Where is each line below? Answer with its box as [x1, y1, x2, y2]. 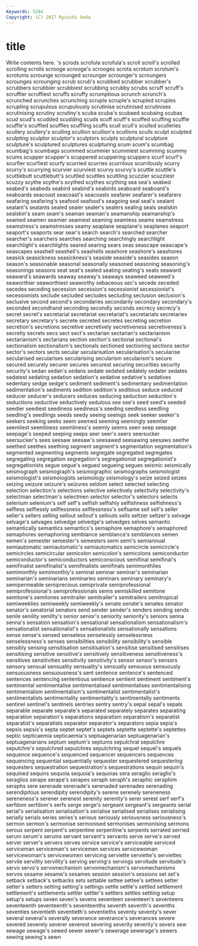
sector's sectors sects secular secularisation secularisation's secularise [6, 349, 181, 356]
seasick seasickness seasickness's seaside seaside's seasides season [6, 254, 179, 261]
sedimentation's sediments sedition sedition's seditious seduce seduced [6, 386, 183, 394]
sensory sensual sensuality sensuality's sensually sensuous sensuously [6, 663, 181, 670]
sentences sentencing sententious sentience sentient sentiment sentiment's [6, 675, 191, 683]
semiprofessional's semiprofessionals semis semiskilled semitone [6, 587, 166, 595]
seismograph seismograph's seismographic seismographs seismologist [6, 468, 180, 475]
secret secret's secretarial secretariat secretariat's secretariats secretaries [6, 311, 187, 318]
